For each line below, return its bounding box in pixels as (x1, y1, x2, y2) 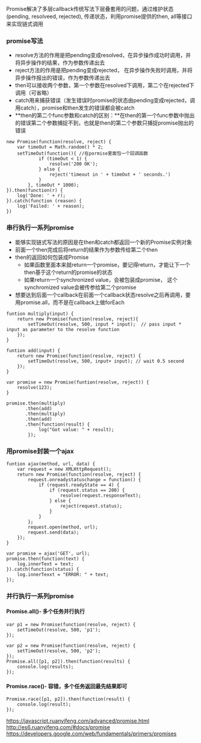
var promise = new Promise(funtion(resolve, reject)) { (6, 379, 149, 385)
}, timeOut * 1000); (28, 182, 79, 188)
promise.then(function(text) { (6, 556, 85, 562)
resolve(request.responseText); (60, 493, 141, 499)
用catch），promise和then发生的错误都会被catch (14, 104, 135, 111)
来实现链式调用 (6, 20, 43, 27)
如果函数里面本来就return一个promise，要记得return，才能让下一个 (23, 261, 191, 268)
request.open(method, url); (28, 524, 98, 530)
